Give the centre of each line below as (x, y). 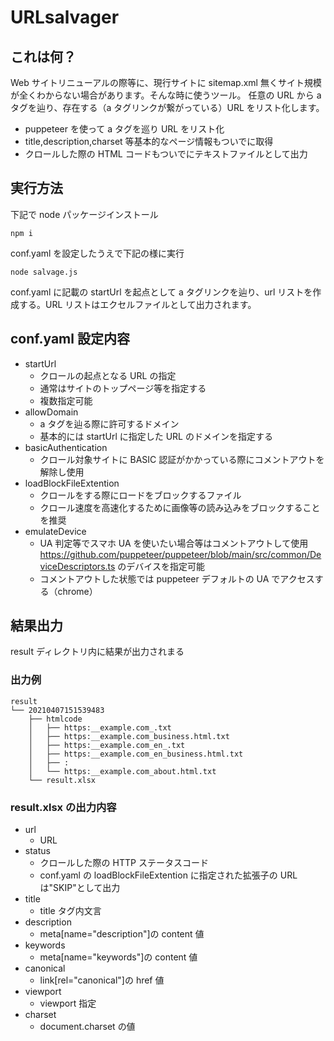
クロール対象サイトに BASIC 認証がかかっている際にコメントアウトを (182, 459)
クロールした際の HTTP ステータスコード (124, 863)
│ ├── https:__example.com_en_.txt (107, 745)
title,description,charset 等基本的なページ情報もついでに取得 (149, 141)
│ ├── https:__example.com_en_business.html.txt (136, 754)
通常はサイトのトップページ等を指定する (123, 388)
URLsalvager (65, 17)
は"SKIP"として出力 (80, 888)
